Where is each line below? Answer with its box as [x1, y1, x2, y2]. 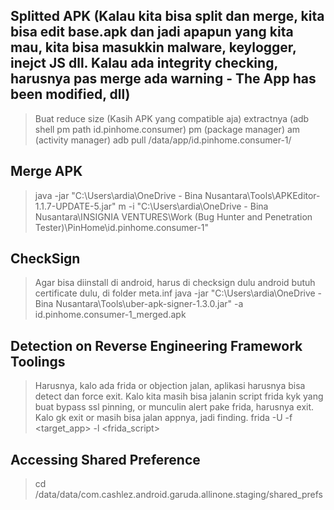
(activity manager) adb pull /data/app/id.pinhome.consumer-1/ [34, 134, 292, 146]
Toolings [10, 353, 66, 370]
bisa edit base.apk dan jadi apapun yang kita [10, 24, 294, 41]
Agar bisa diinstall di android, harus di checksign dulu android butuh [34, 277, 316, 289]
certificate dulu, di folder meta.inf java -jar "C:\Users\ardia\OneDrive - [34, 287, 323, 299]
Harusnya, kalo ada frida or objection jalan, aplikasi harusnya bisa [34, 380, 306, 392]
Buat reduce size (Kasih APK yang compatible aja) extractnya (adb [34, 112, 310, 124]
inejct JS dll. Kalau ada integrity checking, [10, 55, 278, 72]
